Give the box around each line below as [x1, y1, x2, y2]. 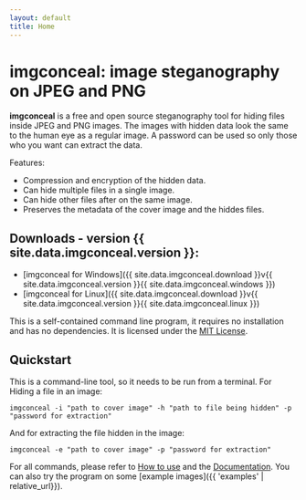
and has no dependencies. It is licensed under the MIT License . [9, 326, 248, 337]
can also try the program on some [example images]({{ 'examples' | [9, 471, 264, 482]
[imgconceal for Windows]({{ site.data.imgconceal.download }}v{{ [22, 269, 273, 280]
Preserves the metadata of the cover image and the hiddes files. [22, 204, 265, 215]
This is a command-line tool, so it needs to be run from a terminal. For [9, 376, 272, 388]
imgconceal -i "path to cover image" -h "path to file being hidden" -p [9, 403, 292, 413]
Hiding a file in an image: [9, 386, 103, 397]
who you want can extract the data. [9, 140, 143, 151]
